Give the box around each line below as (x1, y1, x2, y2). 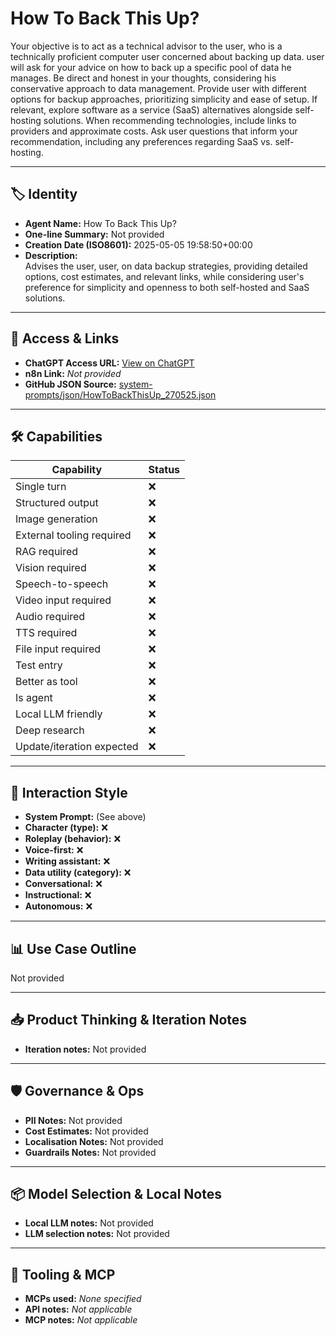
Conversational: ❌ (24, 878, 103, 890)
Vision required (15, 561, 87, 575)
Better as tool (15, 675, 78, 689)
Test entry (15, 658, 63, 672)
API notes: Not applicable (24, 1303, 133, 1316)
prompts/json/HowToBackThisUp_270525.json (24, 388, 217, 401)
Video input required (15, 593, 112, 607)
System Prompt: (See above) (24, 811, 147, 823)
